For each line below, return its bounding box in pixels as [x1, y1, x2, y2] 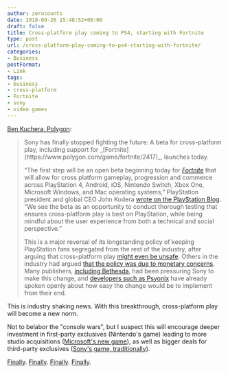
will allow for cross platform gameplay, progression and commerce [23, 173, 213, 181]
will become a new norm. [7, 309, 78, 317]
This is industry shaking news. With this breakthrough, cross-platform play [7, 302, 218, 310]
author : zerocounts [7, 10, 63, 17]
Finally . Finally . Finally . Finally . [7, 358, 91, 366]
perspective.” [23, 224, 62, 232]
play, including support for [23, 145, 99, 153]
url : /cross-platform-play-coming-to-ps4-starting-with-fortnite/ [7, 42, 201, 49]
